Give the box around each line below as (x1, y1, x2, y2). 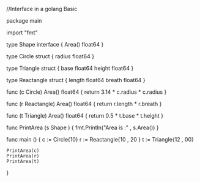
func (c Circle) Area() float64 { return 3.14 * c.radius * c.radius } (6, 88, 167, 96)
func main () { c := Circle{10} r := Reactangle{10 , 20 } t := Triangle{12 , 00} (6, 136, 194, 143)
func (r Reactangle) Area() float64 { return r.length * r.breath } (6, 100, 162, 107)
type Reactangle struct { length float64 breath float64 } (6, 77, 146, 83)
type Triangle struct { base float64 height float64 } (6, 64, 134, 72)
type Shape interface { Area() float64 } (6, 41, 104, 48)
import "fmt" (6, 29, 38, 36)
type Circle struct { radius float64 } (6, 53, 95, 60)
